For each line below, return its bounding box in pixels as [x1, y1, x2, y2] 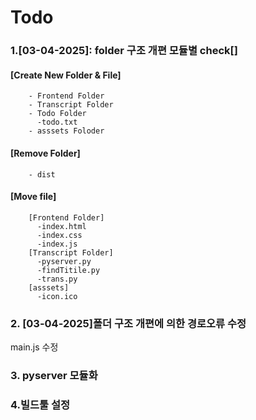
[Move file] [10, 191, 57, 203]
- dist [28, 169, 56, 180]
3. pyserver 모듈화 [10, 368, 98, 382]
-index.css [36, 230, 83, 240]
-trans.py [36, 274, 78, 284]
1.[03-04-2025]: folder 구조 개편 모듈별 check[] [10, 44, 238, 58]
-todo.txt [36, 117, 78, 128]
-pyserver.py [36, 256, 92, 266]
